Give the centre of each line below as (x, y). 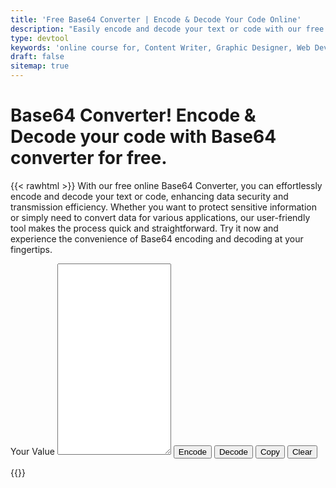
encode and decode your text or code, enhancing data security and (149, 196)
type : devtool (40, 38)
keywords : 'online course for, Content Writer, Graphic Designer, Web (160, 47)
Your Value (32, 451)
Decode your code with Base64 (143, 137)
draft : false (37, 57)
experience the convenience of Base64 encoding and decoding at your (157, 238)
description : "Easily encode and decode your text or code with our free (167, 29)
